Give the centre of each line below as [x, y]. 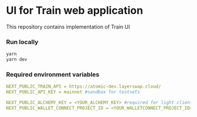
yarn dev [17, 60]
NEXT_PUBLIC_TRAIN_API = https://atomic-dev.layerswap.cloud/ [84, 87]
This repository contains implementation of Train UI [68, 26]
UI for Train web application [75, 11]
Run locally [22, 42]
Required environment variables [53, 74]
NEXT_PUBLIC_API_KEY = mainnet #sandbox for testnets [73, 92]
